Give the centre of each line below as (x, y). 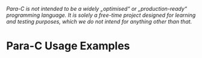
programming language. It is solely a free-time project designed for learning (101, 15)
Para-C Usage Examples (68, 46)
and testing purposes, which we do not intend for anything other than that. (99, 21)
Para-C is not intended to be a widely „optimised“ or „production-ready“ (97, 9)
